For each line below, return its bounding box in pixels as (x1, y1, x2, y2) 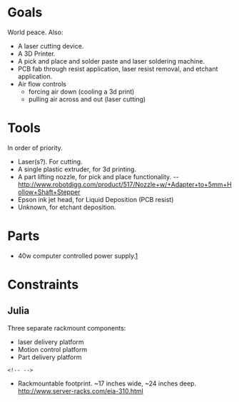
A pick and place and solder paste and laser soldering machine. (17, 56, 205, 65)
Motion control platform (17, 345, 88, 353)
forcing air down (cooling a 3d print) (28, 87, 135, 96)
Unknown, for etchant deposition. (17, 203, 116, 211)
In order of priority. (7, 144, 63, 152)
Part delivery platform (17, 353, 82, 361)
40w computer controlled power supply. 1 (17, 251, 138, 260)
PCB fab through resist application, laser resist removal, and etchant (17, 64, 218, 73)
